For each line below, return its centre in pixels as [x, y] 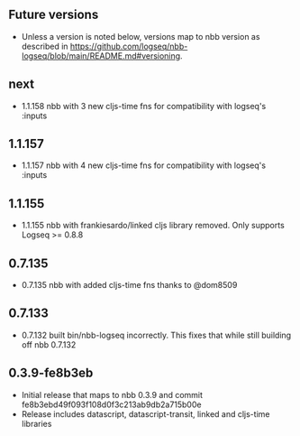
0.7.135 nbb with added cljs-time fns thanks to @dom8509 [129, 285]
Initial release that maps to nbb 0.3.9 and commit [112, 394]
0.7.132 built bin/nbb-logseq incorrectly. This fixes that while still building [156, 335]
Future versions [54, 15]
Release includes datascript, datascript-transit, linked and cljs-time [145, 413]
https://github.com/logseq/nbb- [129, 46]
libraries [36, 423]
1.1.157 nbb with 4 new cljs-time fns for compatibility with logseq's [144, 165]
